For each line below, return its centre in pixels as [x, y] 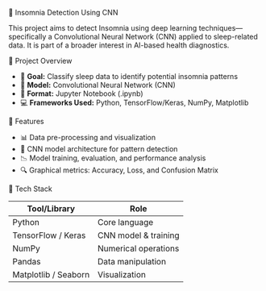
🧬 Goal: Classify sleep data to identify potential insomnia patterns [129, 76]
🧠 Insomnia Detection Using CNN [63, 12]
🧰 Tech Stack [30, 189]
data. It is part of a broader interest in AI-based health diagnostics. [119, 45]
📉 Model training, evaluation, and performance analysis [113, 158]
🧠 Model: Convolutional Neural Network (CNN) [98, 85]
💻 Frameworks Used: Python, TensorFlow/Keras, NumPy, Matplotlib [134, 102]
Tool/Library [51, 208]
